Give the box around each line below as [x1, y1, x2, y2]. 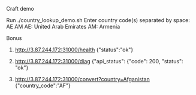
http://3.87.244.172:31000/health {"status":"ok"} [14, 46, 134, 53]
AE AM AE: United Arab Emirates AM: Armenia [6, 23, 120, 30]
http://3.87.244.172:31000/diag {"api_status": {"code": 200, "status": [14, 58, 184, 65]
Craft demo [6, 5, 34, 12]
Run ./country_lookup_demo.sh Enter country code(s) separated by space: [6, 17, 190, 23]
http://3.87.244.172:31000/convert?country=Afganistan [14, 76, 150, 82]
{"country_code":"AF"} [14, 82, 71, 89]
